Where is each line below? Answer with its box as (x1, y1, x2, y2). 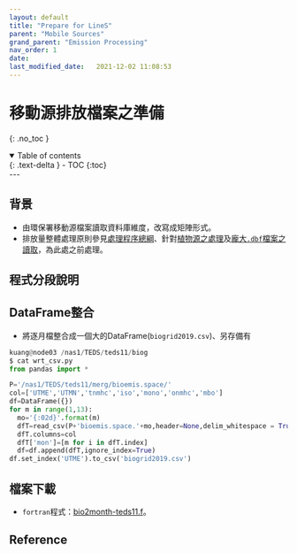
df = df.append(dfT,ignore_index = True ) (17, 446, 156, 456)
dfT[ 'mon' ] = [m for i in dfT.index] (17, 438, 148, 447)
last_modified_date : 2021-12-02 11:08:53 (9, 63, 172, 72)
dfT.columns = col (17, 430, 77, 439)
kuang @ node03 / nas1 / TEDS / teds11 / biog (9, 348, 148, 357)
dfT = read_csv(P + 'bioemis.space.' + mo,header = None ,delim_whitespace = (17, 421, 275, 430)
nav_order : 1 (9, 46, 57, 55)
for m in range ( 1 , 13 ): (9, 405, 93, 414)
